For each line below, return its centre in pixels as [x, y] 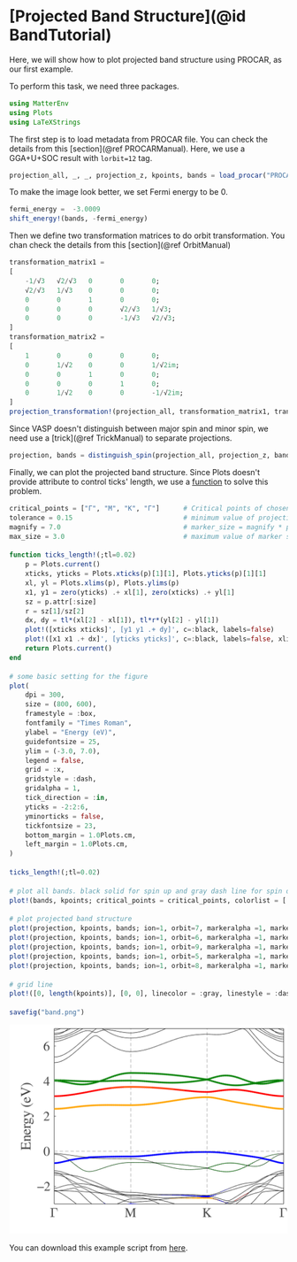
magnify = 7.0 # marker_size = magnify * [146, 527]
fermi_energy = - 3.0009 [55, 210]
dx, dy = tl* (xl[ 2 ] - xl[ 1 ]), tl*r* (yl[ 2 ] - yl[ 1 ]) [122, 620]
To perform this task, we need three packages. [94, 86]
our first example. [41, 69]
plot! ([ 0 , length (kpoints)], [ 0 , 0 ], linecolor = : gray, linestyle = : [144, 994]
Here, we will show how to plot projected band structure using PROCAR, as [146, 59]
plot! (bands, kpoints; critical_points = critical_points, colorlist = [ [148, 900]
